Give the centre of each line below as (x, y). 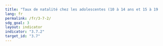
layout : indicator (24, 27)
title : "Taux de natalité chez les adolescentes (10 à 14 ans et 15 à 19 (82, 9)
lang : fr (14, 14)
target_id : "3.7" (23, 36)
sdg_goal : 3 (17, 23)
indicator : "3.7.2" (25, 32)
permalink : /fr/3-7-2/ (28, 18)
